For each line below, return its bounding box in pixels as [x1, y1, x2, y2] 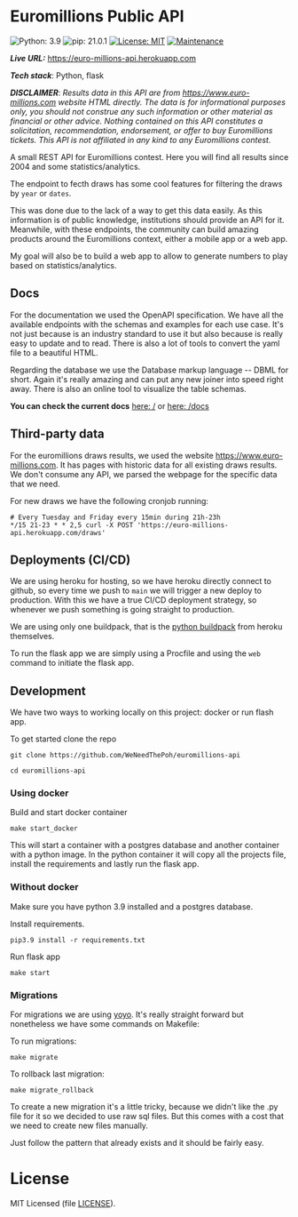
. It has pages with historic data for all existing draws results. [55, 460, 278, 470]
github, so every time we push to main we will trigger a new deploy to [10, 585, 263, 596]
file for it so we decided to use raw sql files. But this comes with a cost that [10, 1111, 285, 1122]
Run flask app [10, 951, 60, 962]
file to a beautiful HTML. [10, 347, 98, 357]
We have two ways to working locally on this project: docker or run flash [10, 707, 274, 717]
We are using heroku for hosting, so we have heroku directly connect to [10, 576, 271, 587]
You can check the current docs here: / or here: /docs [10, 400, 209, 411]
